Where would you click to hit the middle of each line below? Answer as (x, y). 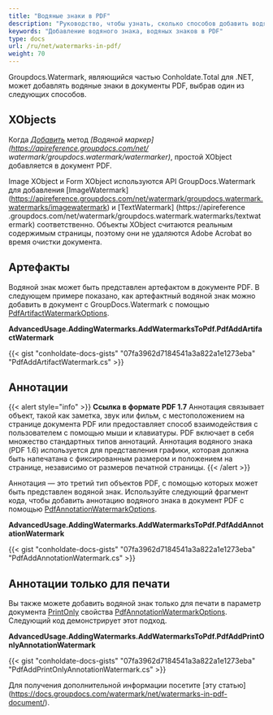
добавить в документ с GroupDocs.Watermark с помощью (109, 304)
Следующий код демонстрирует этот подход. (88, 621)
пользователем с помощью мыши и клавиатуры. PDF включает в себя (131, 433)
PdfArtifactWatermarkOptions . (59, 313)
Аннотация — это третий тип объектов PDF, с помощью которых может (133, 483)
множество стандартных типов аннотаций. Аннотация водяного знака (131, 441)
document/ (27, 703)
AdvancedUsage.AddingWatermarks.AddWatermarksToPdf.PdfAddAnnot (136, 525)
